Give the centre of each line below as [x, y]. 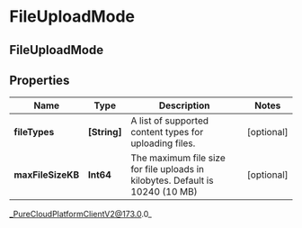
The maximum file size [178, 158]
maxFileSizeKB [47, 175]
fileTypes [34, 132]
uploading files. [163, 143]
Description [184, 105]
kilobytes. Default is [172, 180]
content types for [167, 132]
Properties [40, 80]
